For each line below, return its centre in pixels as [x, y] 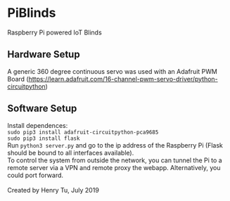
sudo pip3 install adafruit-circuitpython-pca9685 [83, 132]
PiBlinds [32, 13]
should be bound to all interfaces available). [71, 153]
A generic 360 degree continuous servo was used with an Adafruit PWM [113, 71]
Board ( [18, 79]
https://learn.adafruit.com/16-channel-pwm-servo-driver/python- [123, 79]
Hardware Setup [44, 54]
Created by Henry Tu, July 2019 [53, 190]
